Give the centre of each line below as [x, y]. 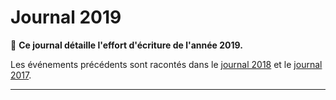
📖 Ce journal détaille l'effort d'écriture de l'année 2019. [126, 45]
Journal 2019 [66, 17]
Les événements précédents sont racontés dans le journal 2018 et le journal [166, 64]
